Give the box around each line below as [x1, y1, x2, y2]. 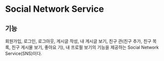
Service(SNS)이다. [5, 51, 42, 56]
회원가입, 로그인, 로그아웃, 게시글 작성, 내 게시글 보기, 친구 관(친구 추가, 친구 [5, 38, 152, 44]
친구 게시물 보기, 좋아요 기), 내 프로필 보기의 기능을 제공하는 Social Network [11, 44, 159, 50]
